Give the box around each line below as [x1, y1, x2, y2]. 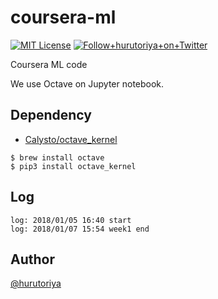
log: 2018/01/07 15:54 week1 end [10, 224, 150, 234]
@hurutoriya [10, 277, 62, 290]
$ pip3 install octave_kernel [10, 161, 137, 171]
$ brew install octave [10, 152, 105, 163]
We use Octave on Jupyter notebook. [10, 77, 165, 90]
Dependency [10, 107, 92, 124]
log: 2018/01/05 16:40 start [10, 215, 132, 225]
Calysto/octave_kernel [24, 133, 118, 145]
